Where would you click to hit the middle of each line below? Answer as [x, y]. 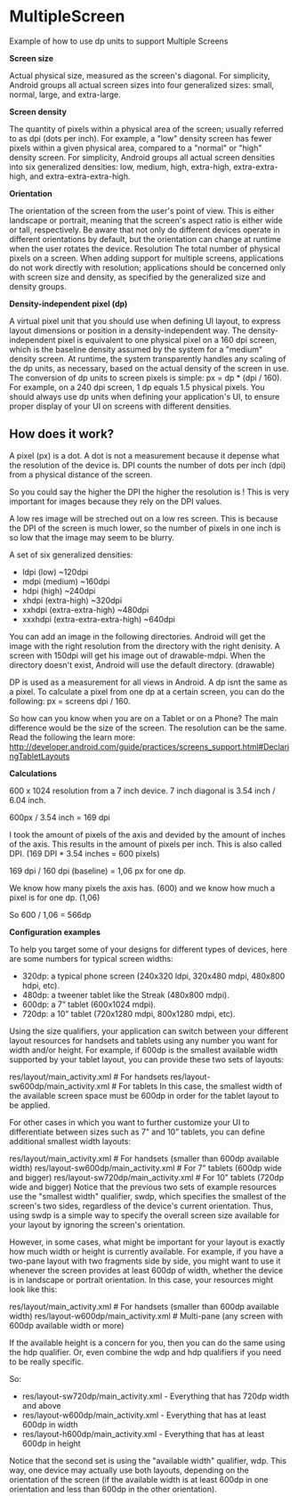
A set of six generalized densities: [71, 555]
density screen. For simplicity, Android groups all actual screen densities [142, 157]
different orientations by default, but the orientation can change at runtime [145, 239]
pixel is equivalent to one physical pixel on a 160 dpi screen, [167, 339]
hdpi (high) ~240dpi [59, 590]
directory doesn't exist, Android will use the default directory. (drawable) [142, 664]
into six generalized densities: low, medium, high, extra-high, [121, 167]
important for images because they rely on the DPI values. [116, 501]
